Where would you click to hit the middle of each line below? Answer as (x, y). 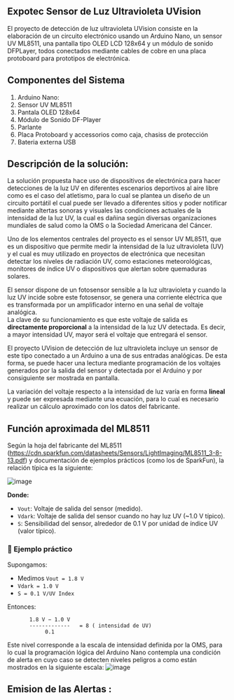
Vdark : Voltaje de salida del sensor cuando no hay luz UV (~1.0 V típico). (121, 516)
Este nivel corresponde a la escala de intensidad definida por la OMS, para (115, 645)
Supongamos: (27, 565)
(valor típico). (36, 531)
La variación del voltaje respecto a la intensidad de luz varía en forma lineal (116, 391)
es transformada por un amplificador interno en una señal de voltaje (105, 305)
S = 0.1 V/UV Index (46, 593)
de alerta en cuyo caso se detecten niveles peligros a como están (102, 659)
